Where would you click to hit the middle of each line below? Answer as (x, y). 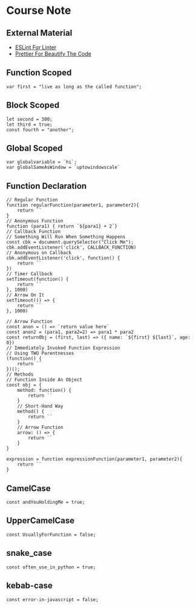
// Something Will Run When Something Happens (66, 237)
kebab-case (29, 586)
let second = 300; (29, 119)
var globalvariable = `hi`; (42, 162)
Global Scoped (34, 148)
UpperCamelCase (40, 521)
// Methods (20, 375)
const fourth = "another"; (40, 130)
